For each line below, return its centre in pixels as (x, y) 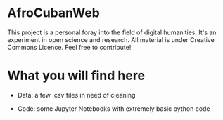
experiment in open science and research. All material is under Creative (111, 39)
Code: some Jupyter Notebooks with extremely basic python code (114, 108)
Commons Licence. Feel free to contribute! (69, 47)
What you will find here (76, 76)
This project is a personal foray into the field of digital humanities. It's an (112, 32)
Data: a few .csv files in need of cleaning (76, 95)
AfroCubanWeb (54, 13)
